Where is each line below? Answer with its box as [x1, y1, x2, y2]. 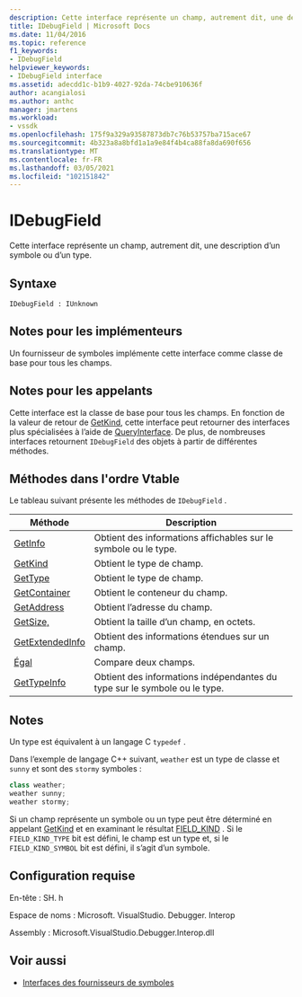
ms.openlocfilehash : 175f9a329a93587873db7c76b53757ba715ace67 [9, 130, 252, 139]
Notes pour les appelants [9, 384, 153, 399]
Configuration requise [9, 869, 136, 884]
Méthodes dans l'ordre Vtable [9, 472, 180, 487]
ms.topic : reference [9, 38, 87, 48]
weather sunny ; [9, 790, 67, 798]
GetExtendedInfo [13, 636, 85, 648]
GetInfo [13, 537, 46, 550]
